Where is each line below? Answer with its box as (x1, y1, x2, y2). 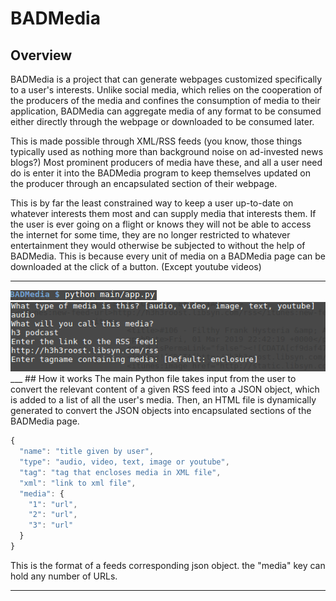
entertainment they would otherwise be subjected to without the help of (10, 240, 306, 251)
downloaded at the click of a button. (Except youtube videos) (10, 261, 262, 272)
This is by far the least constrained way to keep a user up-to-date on (10, 197, 294, 209)
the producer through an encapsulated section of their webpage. (10, 178, 278, 189)
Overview (10, 47, 73, 64)
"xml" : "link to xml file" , (19, 478, 137, 488)
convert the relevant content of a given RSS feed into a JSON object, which (10, 383, 320, 396)
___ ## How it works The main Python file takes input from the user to (10, 373, 297, 385)
